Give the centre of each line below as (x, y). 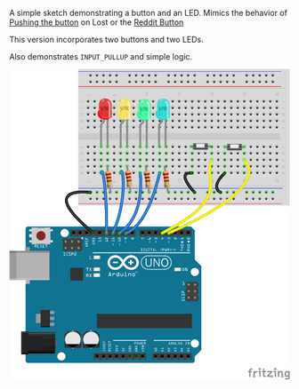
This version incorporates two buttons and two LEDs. (107, 40)
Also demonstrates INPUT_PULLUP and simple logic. (101, 56)
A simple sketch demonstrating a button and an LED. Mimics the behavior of (148, 13)
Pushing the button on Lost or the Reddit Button (97, 22)
